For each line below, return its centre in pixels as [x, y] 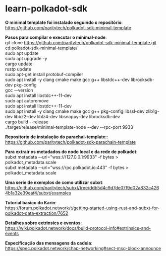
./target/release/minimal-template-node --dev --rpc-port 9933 [69, 127]
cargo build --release [27, 122]
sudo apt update [22, 53]
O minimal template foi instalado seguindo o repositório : [64, 22]
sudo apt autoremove [27, 100]
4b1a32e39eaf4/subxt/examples [38, 193]
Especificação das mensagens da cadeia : [49, 243]
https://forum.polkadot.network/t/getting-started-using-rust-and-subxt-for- [83, 208]
